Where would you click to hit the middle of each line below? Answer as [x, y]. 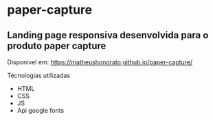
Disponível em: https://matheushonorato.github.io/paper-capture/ [100, 62]
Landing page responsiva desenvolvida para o [108, 35]
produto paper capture [57, 45]
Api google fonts [41, 110]
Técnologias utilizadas [39, 75]
